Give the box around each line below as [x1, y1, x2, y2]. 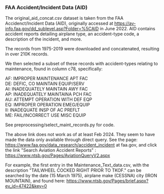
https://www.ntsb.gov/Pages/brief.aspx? [66, 178, 149, 184]
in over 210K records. [5, 51, 49, 57]
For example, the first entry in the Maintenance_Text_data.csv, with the [5, 162, 150, 168]
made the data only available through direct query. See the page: [5, 137, 138, 143]
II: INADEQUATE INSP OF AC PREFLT [5, 107, 80, 113]
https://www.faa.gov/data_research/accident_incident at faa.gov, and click [5, 142, 157, 148]
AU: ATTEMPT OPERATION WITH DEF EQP [5, 97, 93, 102]
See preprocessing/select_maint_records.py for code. [5, 122, 115, 128]
